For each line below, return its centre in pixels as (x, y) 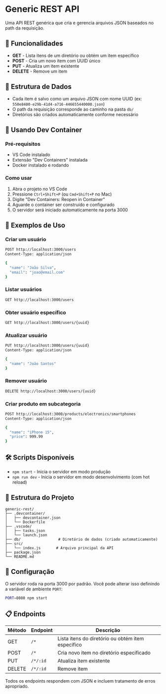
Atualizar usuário (26, 335)
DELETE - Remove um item (40, 71)
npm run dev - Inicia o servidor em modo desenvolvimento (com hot (81, 477)
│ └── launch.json (26, 535)
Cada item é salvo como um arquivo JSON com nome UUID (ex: (77, 99)
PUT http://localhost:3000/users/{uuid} (47, 346)
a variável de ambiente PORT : (34, 589)
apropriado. (17, 686)
